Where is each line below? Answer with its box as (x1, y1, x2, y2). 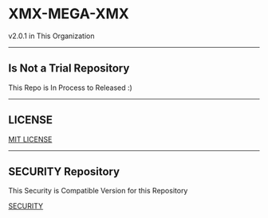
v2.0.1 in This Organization (8, 31, 95, 41)
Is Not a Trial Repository (8, 61, 130, 76)
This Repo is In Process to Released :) (8, 83, 133, 92)
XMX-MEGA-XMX (8, 5, 130, 23)
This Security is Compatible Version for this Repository (8, 186, 188, 196)
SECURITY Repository (8, 165, 120, 178)
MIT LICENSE (8, 134, 53, 144)
